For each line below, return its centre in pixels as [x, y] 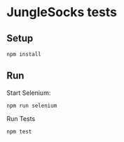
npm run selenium [32, 105]
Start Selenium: [29, 93]
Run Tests [21, 118]
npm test [19, 131]
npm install [24, 54]
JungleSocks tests [62, 12]
